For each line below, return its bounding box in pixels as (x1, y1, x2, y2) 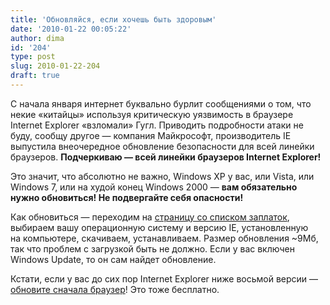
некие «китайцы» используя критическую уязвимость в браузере (10, 108, 294, 120)
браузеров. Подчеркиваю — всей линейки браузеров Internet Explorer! (10, 151, 322, 163)
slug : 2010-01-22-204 (10, 61, 101, 71)
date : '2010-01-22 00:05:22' (10, 24, 132, 34)
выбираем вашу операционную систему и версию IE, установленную (10, 221, 309, 233)
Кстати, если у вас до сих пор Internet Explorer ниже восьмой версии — (10, 272, 319, 285)
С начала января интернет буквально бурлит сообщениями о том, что (10, 97, 312, 110)
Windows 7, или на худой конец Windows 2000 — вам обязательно (10, 181, 298, 193)
